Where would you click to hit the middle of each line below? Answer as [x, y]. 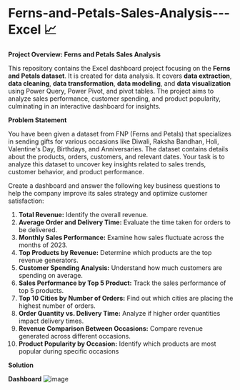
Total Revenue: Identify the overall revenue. [83, 214]
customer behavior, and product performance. [76, 171]
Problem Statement [37, 120]
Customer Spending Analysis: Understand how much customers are [120, 267]
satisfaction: [26, 201]
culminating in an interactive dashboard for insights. [85, 106]
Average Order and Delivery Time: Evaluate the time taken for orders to [124, 222]
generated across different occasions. [75, 336]
